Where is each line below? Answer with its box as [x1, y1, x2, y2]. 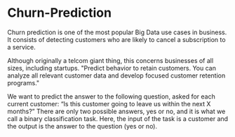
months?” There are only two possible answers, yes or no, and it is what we [7, 107, 226, 115]
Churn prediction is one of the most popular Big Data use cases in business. [7, 28, 227, 36]
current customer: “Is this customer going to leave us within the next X [7, 99, 211, 108]
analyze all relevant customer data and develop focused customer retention [7, 71, 226, 80]
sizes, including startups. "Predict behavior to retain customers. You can [7, 64, 216, 72]
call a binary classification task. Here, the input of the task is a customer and [7, 114, 229, 123]
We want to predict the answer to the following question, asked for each [7, 92, 215, 101]
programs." [7, 78, 40, 87]
